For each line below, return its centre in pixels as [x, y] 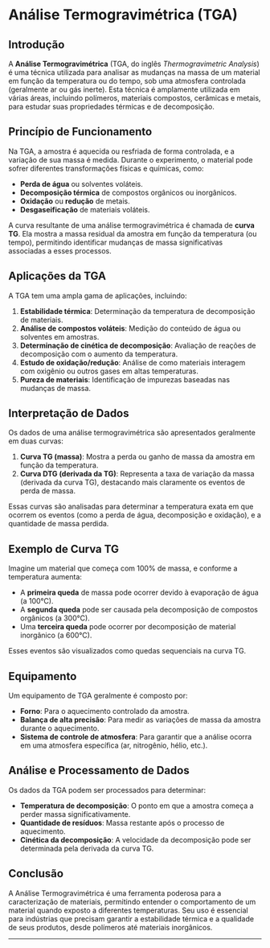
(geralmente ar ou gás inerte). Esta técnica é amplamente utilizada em [124, 89]
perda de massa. [48, 491]
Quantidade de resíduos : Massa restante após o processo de [122, 822]
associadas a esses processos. [60, 250]
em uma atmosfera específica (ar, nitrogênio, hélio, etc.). [114, 745]
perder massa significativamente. [75, 814]
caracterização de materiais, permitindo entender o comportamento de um [132, 901]
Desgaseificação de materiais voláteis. [85, 209]
